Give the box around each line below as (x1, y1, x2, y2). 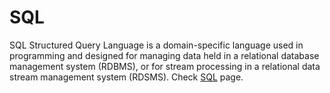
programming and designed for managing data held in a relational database (9, 49, 320, 61)
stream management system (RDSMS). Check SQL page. (9, 71, 244, 83)
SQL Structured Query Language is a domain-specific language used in (9, 39, 304, 51)
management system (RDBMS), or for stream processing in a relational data (9, 60, 321, 72)
